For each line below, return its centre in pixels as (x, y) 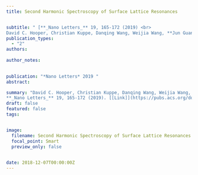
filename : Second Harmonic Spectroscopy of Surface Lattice (87, 136)
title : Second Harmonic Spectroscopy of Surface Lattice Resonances (92, 11)
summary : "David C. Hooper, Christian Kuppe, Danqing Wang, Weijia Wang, (99, 93)
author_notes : (24, 60)
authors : (17, 49)
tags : (13, 114)
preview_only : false (37, 147)
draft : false (22, 104)
